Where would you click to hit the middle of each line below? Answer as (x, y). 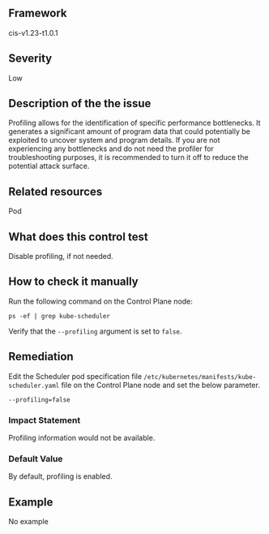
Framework (38, 13)
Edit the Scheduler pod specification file (75, 376)
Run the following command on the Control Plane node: (100, 301)
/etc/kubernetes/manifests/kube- (200, 377)
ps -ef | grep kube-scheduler (60, 316)
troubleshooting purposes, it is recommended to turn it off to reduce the (128, 157)
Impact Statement (45, 420)
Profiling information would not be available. (82, 437)
